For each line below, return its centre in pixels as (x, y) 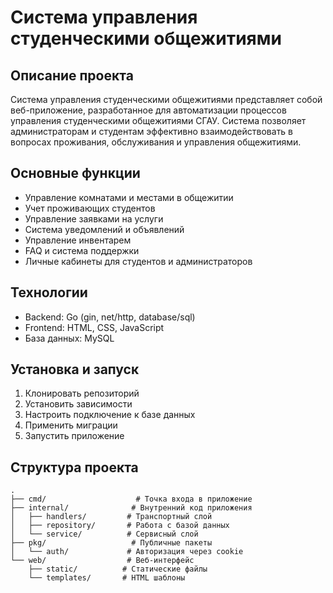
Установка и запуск (75, 369)
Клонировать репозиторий (82, 393)
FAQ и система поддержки (82, 250)
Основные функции (75, 173)
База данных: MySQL (69, 338)
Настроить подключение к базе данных (110, 415)
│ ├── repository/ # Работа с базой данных (120, 526)
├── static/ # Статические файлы (118, 569)
